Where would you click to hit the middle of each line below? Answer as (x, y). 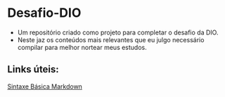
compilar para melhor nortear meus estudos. (82, 47)
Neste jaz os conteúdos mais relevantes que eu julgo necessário (111, 39)
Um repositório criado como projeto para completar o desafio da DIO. (118, 32)
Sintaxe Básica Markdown (45, 86)
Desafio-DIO (44, 13)
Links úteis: (33, 69)
